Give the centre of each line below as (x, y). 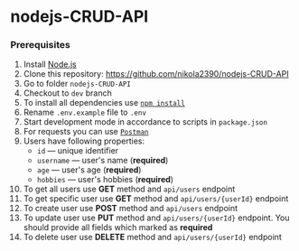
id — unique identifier (78, 151)
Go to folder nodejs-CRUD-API (77, 84)
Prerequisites (40, 45)
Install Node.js (50, 64)
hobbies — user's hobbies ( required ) (105, 180)
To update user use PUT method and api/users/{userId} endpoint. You (156, 218)
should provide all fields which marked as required (118, 228)
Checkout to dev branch (67, 93)
